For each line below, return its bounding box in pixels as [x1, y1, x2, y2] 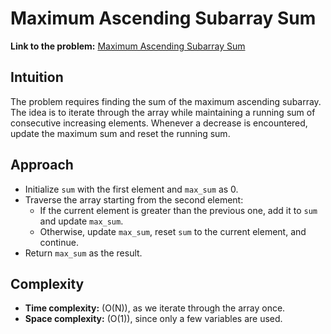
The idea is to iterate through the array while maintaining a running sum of [10, 106, 316, 118]
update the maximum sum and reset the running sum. [10, 127, 231, 139]
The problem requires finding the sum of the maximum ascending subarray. [10, 95, 322, 107]
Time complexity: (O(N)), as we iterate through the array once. [24, 302, 286, 314]
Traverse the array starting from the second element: [24, 193, 244, 206]
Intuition [10, 69, 64, 86]
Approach [10, 157, 74, 174]
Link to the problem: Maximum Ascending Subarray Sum [10, 40, 246, 52]
